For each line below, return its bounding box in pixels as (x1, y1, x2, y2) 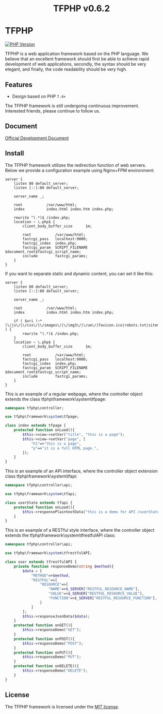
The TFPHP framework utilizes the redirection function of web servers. (5, 162, 147, 168)
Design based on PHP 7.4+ (12, 93, 66, 99)
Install (5, 149, 24, 157)
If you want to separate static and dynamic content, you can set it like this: (5, 270, 154, 276)
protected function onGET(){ (14, 623, 73, 628)
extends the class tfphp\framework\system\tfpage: (5, 396, 107, 402)
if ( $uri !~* (14, 318, 42, 323)
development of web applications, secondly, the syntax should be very (5, 61, 147, 67)
